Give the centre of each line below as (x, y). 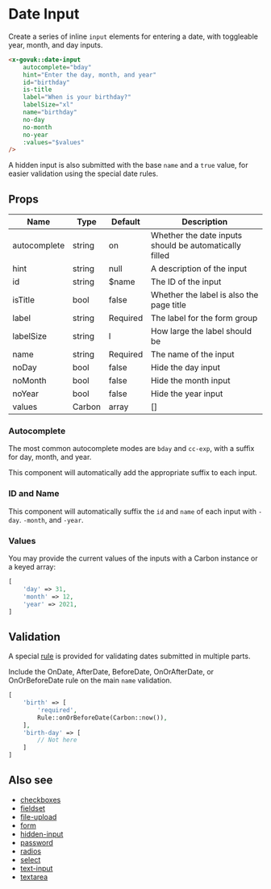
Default (126, 222)
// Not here (58, 740)
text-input (36, 868)
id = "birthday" (46, 82)
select (30, 859)
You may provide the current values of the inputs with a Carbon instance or (133, 558)
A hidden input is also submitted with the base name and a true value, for (128, 165)
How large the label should (201, 332)
